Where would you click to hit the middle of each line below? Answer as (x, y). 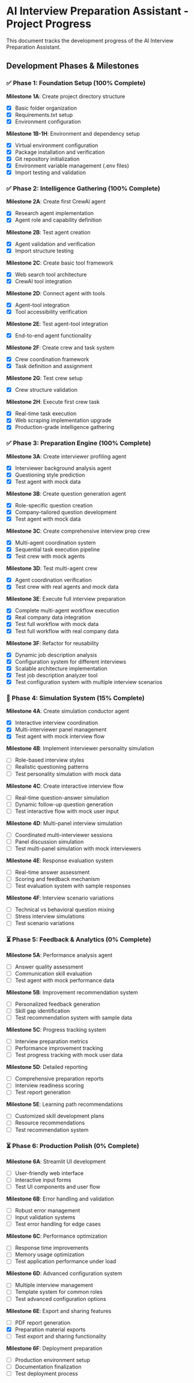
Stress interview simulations (50, 917)
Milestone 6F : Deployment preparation (54, 1348)
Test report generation (43, 1093)
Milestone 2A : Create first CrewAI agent (56, 202)
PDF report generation (43, 1322)
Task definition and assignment (54, 366)
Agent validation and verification (55, 244)
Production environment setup (52, 1359)
